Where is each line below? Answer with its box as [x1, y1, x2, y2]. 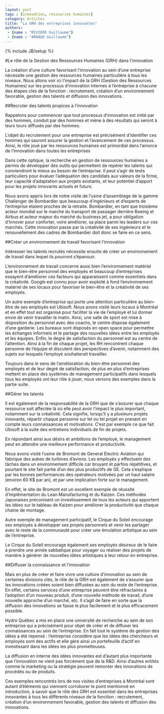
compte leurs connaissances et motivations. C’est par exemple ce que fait [5, 421, 154, 427]
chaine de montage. [5, 507, 46, 513]
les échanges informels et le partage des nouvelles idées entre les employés [5, 330, 160, 336]
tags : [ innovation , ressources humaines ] [5, 12, 93, 17]
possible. [5, 607, 23, 614]
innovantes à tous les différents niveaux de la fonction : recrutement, [5, 693, 143, 700]
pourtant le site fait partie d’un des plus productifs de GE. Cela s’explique [5, 466, 152, 472]
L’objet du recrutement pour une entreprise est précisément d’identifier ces [5, 132, 157, 138]
